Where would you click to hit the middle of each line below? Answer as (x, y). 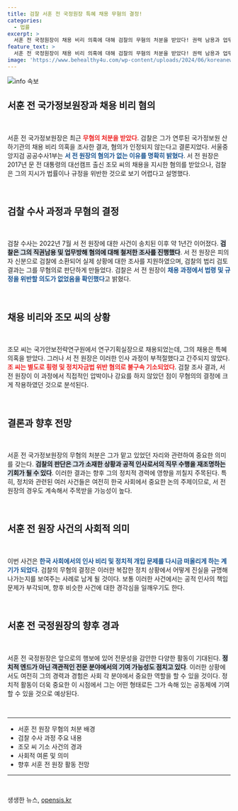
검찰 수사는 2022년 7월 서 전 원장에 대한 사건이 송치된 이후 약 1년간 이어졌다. (113, 244)
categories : (25, 21)
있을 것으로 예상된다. (51, 693)
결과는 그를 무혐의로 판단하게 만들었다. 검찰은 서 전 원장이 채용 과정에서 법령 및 (115, 270)
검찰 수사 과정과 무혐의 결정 (63, 211)
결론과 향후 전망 (40, 423)
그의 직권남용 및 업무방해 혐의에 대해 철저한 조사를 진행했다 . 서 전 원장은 (118, 252)
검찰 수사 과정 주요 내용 (50, 737)
